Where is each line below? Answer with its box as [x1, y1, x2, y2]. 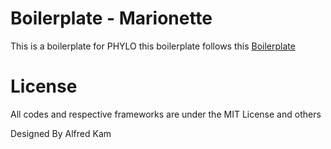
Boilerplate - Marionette [10, 7, 213, 30]
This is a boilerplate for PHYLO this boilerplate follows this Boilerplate [10, 40, 296, 52]
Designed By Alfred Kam [10, 127, 112, 139]
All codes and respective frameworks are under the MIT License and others [10, 108, 322, 120]
